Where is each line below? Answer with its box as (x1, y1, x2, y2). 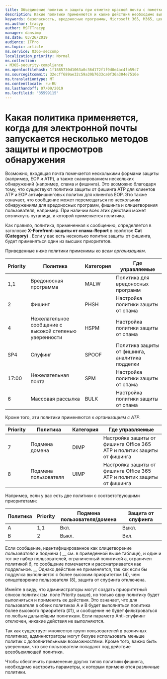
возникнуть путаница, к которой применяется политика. (5, 213, 125, 219)
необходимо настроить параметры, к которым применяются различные (5, 664, 160, 670)
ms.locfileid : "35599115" (5, 90, 59, 95)
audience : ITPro (5, 40, 39, 45)
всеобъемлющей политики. (5, 649, 64, 655)
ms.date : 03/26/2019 (5, 35, 48, 40)
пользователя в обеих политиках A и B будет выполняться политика (5, 602, 151, 608)
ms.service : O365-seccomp (5, 49, 59, 54)
